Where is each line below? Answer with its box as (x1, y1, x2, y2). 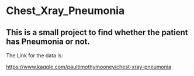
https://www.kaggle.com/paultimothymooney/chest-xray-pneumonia (6, 63, 171, 70)
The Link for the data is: (6, 52, 63, 59)
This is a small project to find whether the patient (6, 27, 188, 37)
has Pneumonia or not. (6, 36, 91, 46)
